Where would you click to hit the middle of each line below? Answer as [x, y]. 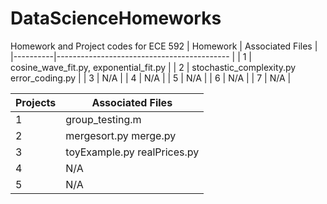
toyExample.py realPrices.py [132, 152]
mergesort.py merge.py [121, 135]
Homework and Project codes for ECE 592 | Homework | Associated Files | [164, 46]
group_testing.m [103, 119]
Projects [36, 102]
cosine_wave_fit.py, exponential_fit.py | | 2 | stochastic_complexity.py [153, 67]
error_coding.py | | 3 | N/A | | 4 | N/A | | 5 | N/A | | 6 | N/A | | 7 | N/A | [151, 78]
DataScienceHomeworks [116, 18]
